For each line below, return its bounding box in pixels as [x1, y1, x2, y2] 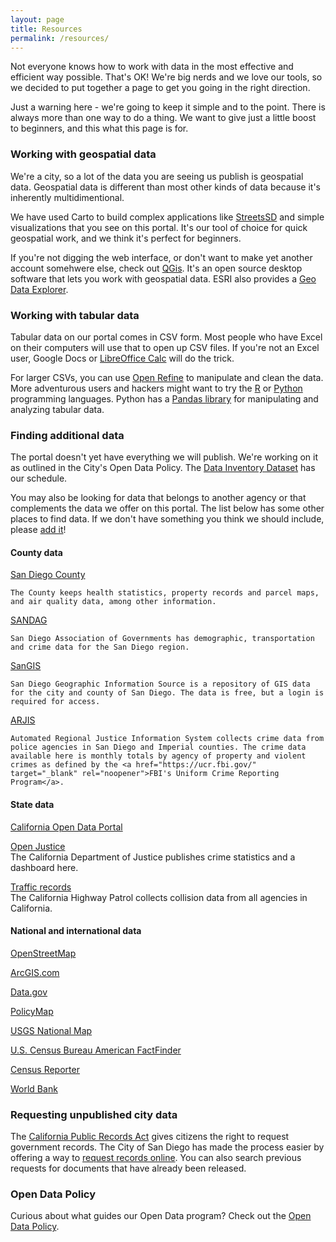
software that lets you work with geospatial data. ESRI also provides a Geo [10, 272, 317, 285]
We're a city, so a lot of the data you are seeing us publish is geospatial [10, 170, 304, 182]
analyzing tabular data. [10, 403, 105, 415]
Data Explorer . [10, 283, 69, 295]
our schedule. [10, 472, 68, 485]
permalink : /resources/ [10, 33, 110, 43]
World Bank [10, 1082, 58, 1095]
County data [10, 546, 63, 558]
